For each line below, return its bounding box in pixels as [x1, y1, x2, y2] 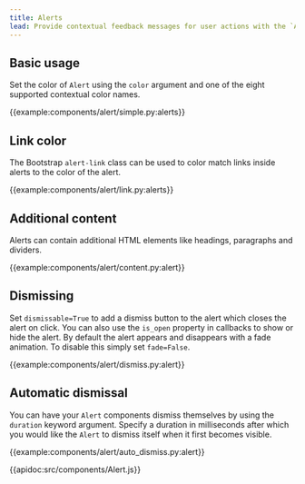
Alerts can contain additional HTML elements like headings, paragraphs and [9, 234, 293, 245]
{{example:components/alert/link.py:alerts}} [9, 184, 174, 195]
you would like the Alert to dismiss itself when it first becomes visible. [9, 429, 272, 440]
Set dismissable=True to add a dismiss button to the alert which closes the [9, 312, 288, 323]
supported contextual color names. [9, 89, 141, 100]
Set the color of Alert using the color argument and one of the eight [9, 79, 265, 91]
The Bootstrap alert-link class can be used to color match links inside [9, 157, 276, 168]
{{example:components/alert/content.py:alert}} [9, 262, 186, 272]
